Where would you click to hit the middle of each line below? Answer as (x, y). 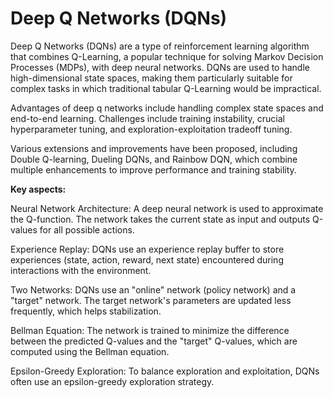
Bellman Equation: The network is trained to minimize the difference (150, 330)
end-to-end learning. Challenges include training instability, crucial (147, 118)
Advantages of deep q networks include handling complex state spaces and (167, 108)
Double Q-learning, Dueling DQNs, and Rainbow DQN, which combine (154, 159)
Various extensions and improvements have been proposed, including (154, 148)
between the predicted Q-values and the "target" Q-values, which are (154, 341)
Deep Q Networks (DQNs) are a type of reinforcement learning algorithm (160, 46)
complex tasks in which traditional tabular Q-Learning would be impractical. (166, 88)
